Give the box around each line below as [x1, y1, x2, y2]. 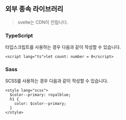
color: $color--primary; [14, 101, 67, 106]
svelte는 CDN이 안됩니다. [17, 19, 69, 25]
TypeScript [5, 32, 33, 39]
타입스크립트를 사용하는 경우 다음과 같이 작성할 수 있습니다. [5, 44, 121, 50]
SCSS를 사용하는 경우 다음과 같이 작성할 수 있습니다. [5, 78, 108, 84]
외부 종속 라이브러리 [5, 5, 64, 14]
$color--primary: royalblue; [10, 92, 71, 97]
